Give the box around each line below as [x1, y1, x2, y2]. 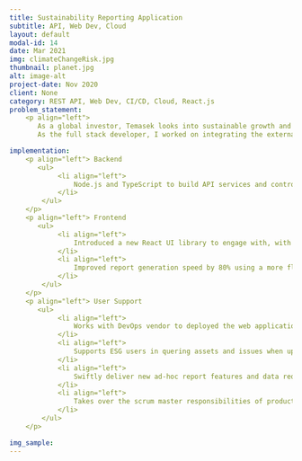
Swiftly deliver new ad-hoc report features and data [73, 372, 280, 381]
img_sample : [9, 438, 54, 448]
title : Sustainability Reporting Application [9, 13, 182, 22]
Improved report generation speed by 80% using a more [73, 263, 283, 272]
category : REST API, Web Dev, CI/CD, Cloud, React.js [9, 96, 216, 106]
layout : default [9, 30, 70, 39]
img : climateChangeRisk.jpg [9, 55, 115, 64]
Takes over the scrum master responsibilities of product [73, 397, 296, 406]
